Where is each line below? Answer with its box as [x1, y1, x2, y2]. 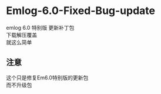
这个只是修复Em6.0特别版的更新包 [6, 74, 89, 81]
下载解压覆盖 [6, 31, 37, 39]
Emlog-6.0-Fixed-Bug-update [6, 4, 156, 18]
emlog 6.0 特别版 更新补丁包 [6, 24, 75, 31]
